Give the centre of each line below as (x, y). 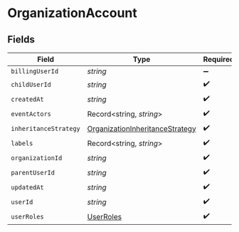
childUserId (31, 84)
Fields (21, 39)
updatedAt (27, 187)
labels (22, 143)
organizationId (37, 158)
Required (219, 59)
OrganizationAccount (72, 13)
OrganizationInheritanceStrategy (142, 128)
